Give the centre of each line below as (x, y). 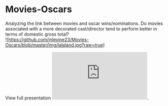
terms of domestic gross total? (37, 34)
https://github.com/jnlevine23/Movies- (48, 40)
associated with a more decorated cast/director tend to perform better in (81, 28)
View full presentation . (77, 98)
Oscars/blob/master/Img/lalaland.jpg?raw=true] (55, 45)
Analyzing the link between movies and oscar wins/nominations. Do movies (84, 23)
